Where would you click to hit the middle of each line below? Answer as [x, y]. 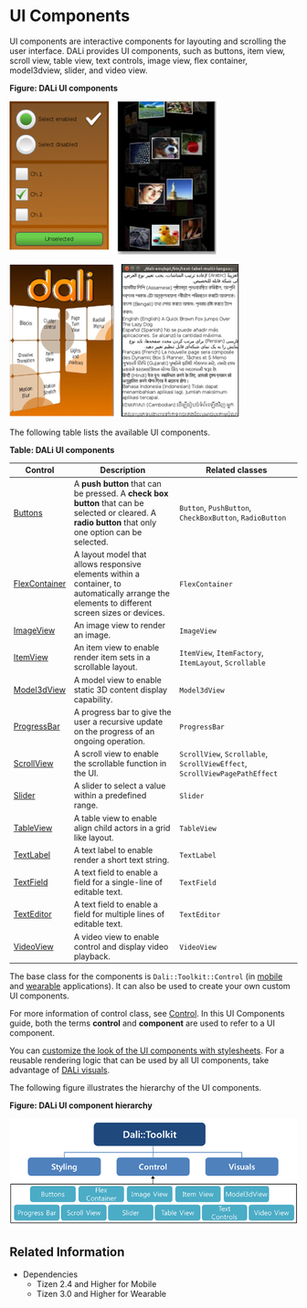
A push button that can [117, 483]
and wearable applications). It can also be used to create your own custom [150, 986]
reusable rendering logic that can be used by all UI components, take [139, 1060]
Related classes [236, 470]
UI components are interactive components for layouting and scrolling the [148, 41]
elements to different [113, 603]
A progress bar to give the [122, 712]
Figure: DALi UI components [64, 88]
